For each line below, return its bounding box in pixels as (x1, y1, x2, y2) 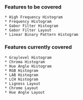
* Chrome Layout (4, 86, 38, 91)
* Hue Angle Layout (4, 90, 45, 95)
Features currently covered (4, 44, 72, 51)
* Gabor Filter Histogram (4, 23, 58, 28)
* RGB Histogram (4, 68, 38, 73)
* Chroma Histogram (4, 59, 45, 64)
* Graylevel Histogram (4, 55, 52, 60)
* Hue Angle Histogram (4, 64, 52, 69)
